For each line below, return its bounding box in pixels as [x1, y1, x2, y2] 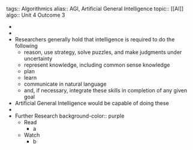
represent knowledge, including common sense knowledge [23, 61, 170, 68]
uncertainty [23, 55, 53, 62]
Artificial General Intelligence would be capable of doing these [14, 100, 169, 107]
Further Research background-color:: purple [14, 112, 125, 119]
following [14, 42, 38, 49]
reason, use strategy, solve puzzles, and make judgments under [23, 49, 182, 56]
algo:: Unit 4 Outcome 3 [6, 11, 65, 19]
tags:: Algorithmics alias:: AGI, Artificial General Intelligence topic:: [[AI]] [6, 5, 184, 12]
